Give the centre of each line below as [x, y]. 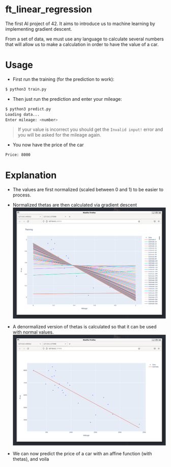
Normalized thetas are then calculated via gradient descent [75, 205]
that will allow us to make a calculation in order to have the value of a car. [82, 44]
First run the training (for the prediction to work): [63, 79]
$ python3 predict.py [28, 109]
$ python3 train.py [26, 89]
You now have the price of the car [48, 145]
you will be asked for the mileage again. [59, 135]
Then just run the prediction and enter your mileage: [67, 99]
